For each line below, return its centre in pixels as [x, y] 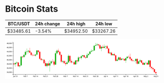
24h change [48, 24]
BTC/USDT [19, 24]
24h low [104, 24]
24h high [76, 24]
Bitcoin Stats [32, 9]
